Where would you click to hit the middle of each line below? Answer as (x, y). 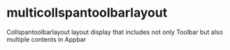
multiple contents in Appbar (46, 39)
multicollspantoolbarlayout (87, 13)
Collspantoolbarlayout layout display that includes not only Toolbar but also (115, 32)
